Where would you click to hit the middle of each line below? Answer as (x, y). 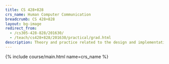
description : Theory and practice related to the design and (71, 42)
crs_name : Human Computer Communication (48, 14)
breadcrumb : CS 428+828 (30, 19)
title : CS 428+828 (24, 10)
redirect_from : (21, 28)
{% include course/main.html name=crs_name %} (57, 56)
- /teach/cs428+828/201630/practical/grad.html (61, 38)
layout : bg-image (23, 24)
